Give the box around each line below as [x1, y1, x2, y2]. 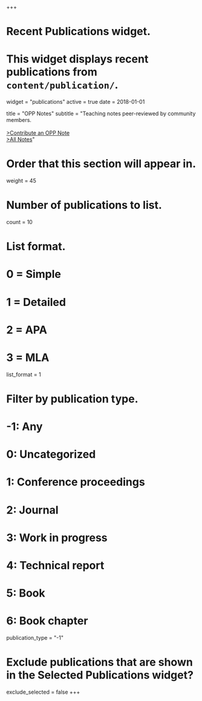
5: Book [6, 586, 45, 600]
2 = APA [6, 323, 47, 337]
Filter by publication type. [6, 392, 138, 405]
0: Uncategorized [6, 447, 96, 461]
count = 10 [6, 218, 33, 225]
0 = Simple [6, 268, 62, 281]
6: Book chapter [6, 614, 88, 628]
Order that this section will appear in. [6, 157, 197, 171]
